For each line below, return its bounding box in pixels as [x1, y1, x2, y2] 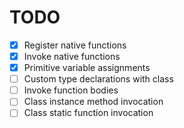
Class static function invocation [23, 107, 154, 119]
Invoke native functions [23, 51, 121, 62]
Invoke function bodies [23, 84, 119, 96]
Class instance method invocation [23, 96, 164, 108]
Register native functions [23, 39, 127, 51]
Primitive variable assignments [23, 62, 151, 74]
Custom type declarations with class [23, 73, 174, 85]
